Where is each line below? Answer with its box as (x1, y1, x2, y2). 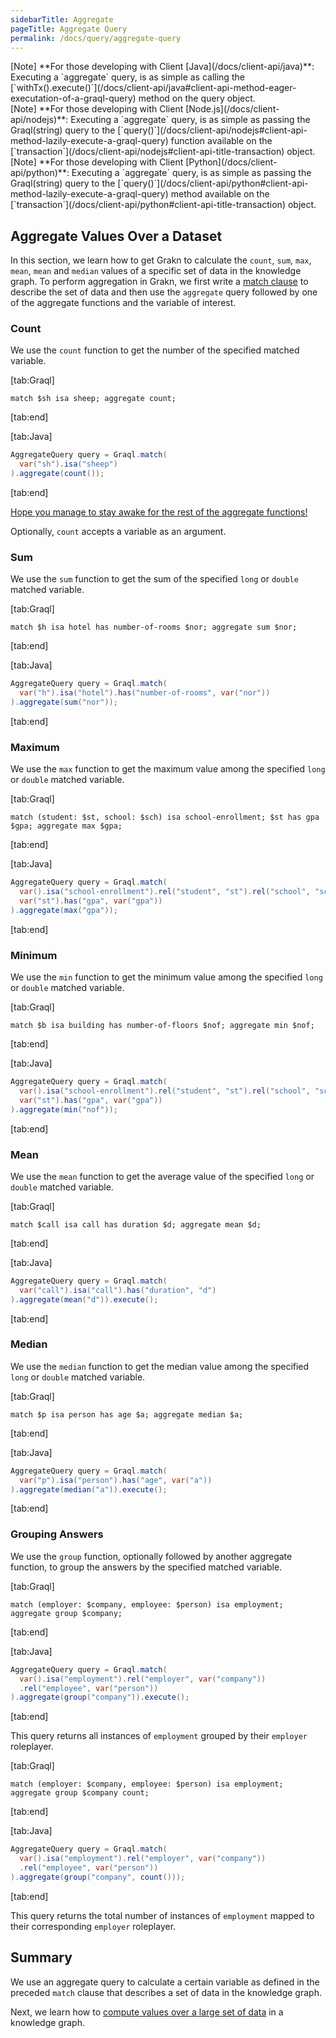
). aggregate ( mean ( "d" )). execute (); (10, 1294, 159, 1305)
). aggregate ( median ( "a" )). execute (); (10, 1484, 168, 1495)
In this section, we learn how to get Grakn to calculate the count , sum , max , (10, 254, 312, 266)
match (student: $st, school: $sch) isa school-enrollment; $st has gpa (10, 812, 320, 823)
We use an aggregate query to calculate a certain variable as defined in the (10, 1976, 320, 1988)
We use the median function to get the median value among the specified (10, 1360, 310, 1372)
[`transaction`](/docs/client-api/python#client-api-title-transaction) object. (10, 199, 317, 211)
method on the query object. (138, 92, 256, 105)
